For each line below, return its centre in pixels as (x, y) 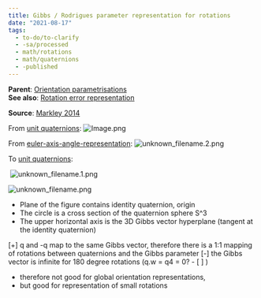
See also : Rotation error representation (72, 97)
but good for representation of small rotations (93, 285)
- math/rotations (44, 52)
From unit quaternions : (45, 128)
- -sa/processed (42, 45)
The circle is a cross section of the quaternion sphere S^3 (113, 213)
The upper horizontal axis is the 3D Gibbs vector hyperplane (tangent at (136, 221)
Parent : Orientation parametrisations (68, 89)
